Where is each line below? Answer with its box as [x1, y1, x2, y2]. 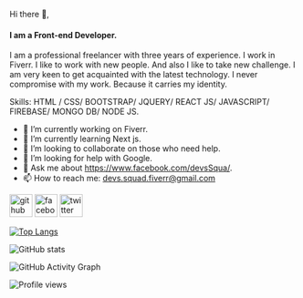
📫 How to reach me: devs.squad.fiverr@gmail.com [22, 173, 216, 184]
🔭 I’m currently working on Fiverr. [22, 124, 149, 135]
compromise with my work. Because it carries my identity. [9, 78, 228, 90]
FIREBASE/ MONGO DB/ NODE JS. [9, 106, 140, 118]
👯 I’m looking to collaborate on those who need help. [22, 143, 221, 154]
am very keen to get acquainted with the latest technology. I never [9, 69, 258, 80]
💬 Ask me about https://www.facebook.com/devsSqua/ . [22, 162, 233, 173]
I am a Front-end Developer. [9, 29, 117, 40]
